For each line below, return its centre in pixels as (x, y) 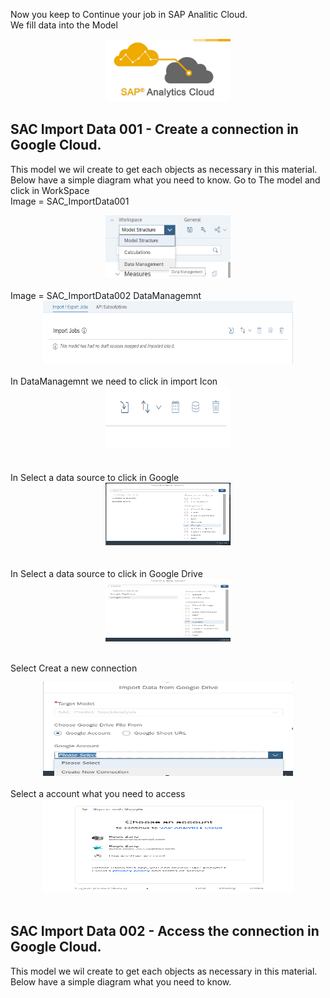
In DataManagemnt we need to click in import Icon (114, 381)
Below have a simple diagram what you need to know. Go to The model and (165, 180)
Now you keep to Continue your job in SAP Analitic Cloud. (129, 14)
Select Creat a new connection (74, 668)
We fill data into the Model (64, 25)
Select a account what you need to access (98, 793)
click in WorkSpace (50, 190)
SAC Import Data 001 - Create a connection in (154, 129)
